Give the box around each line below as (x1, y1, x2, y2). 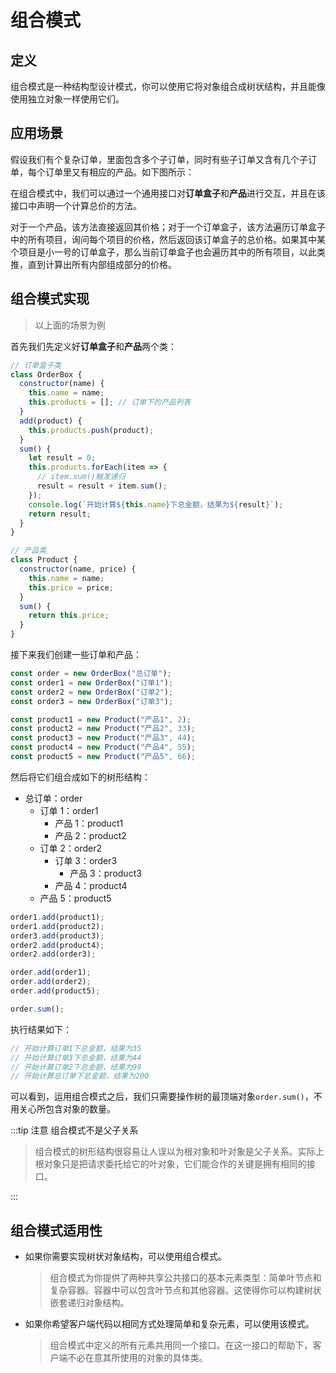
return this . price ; (28, 611, 110, 621)
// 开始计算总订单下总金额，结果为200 (10, 1071, 150, 1081)
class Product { (10, 555, 78, 565)
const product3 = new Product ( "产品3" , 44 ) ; (10, 733, 196, 743)
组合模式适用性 (10, 1222, 103, 1239)
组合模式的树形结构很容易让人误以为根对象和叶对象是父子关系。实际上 (34, 1146, 325, 1158)
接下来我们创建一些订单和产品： (10, 649, 142, 660)
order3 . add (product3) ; (10, 931, 105, 941)
